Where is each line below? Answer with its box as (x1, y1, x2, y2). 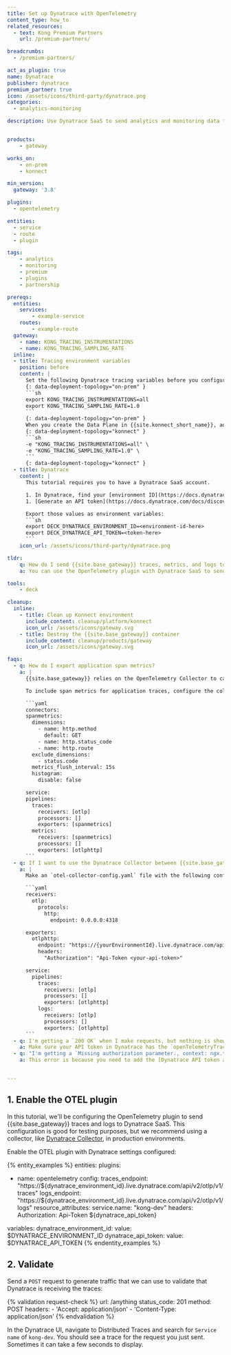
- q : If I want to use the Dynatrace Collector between (13, 859, 177, 867)
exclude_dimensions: (32, 751, 91, 758)
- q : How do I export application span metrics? (13, 662, 155, 669)
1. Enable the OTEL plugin (7, 1094, 118, 1106)
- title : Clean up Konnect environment (19, 611, 134, 618)
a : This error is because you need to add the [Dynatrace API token (19, 1056, 220, 1063)
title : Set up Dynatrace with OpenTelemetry (7, 10, 137, 17)
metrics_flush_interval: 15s (32, 764, 115, 771)
